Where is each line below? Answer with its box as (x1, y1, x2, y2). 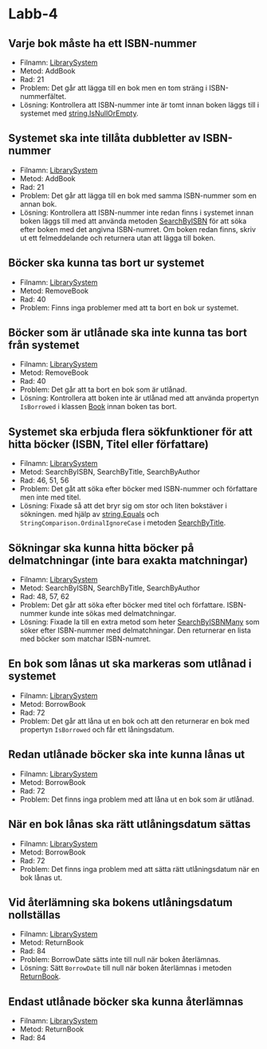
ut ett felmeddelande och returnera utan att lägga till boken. (19, 233, 216, 243)
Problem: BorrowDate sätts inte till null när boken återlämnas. (19, 955, 221, 964)
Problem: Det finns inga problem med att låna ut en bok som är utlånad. (19, 795, 255, 804)
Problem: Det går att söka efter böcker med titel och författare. (19, 600, 226, 610)
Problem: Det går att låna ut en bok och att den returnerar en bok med (19, 716, 249, 726)
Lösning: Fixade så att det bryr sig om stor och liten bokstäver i (19, 501, 227, 511)
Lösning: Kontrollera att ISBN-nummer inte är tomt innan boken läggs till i (19, 101, 260, 109)
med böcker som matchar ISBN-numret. (19, 634, 151, 644)
